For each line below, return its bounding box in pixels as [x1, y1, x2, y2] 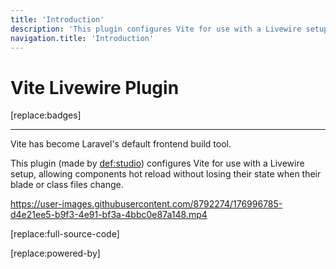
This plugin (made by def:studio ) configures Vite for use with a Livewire [10, 157, 305, 170]
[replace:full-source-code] [10, 228, 120, 240]
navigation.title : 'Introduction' [10, 33, 155, 43]
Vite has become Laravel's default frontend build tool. [10, 138, 232, 150]
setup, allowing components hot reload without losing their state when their [10, 168, 322, 180]
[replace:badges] [10, 109, 82, 121]
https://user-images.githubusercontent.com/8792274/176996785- [10, 198, 283, 210]
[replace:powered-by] [10, 247, 101, 260]
